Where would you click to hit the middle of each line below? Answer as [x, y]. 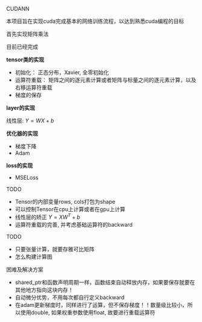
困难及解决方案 [25, 269]
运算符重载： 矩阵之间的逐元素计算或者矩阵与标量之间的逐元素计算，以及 [106, 80]
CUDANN [18, 9]
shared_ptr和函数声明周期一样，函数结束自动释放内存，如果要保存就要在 [105, 282]
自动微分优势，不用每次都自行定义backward [70, 297]
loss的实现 [20, 166]
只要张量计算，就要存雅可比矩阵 [55, 249]
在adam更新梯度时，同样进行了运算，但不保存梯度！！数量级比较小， [101, 305]
